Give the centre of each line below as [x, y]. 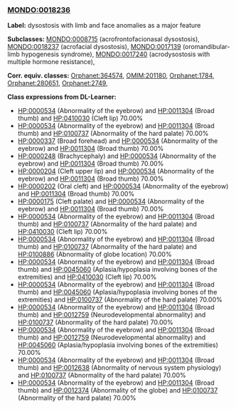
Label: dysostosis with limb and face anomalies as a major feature [104, 26]
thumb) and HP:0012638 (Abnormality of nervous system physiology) [119, 368]
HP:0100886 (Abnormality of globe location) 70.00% [95, 255]
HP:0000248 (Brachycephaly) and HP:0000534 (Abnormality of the [117, 156]
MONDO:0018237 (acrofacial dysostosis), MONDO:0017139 [94, 47]
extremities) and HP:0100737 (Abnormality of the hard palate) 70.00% [120, 299]
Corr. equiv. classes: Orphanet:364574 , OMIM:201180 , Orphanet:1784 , [111, 75]
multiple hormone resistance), [51, 62]
